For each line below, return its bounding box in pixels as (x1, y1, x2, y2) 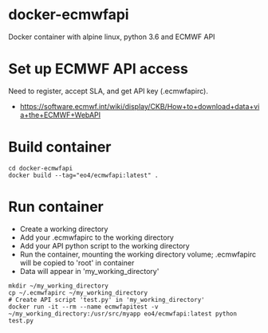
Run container (8, 198, 104, 216)
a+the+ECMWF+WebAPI (19, 110, 101, 119)
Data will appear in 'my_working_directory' (19, 266, 160, 276)
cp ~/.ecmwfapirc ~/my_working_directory (8, 288, 148, 296)
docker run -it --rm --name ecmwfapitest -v (8, 303, 159, 311)
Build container (8, 138, 112, 156)
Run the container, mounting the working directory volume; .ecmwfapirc (19, 249, 257, 259)
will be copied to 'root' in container (19, 257, 135, 268)
